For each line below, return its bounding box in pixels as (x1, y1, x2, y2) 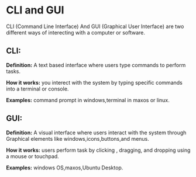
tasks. (6, 68, 21, 75)
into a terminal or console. (6, 85, 69, 92)
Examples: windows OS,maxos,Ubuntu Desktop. (6, 164, 123, 171)
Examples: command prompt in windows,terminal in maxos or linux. (6, 96, 170, 103)
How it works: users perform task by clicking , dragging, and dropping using (6, 147, 191, 154)
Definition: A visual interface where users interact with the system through (6, 129, 187, 136)
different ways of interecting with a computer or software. (6, 29, 145, 36)
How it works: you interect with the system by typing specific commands (6, 79, 183, 86)
